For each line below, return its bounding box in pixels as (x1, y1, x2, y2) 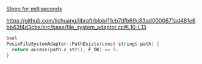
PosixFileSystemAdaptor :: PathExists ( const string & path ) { (6, 41, 160, 47)
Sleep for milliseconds (6, 5, 62, 12)
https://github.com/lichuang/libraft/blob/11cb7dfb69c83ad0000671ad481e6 (6, 17, 196, 24)
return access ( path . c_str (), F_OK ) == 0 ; (12, 46, 119, 52)
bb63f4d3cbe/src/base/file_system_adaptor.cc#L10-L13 (6, 24, 146, 30)
